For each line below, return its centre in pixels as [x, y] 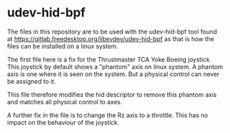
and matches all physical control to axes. [65, 101]
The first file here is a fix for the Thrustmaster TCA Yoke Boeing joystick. [109, 59]
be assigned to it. [32, 81]
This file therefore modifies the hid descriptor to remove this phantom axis [112, 95]
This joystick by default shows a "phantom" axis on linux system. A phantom [115, 66]
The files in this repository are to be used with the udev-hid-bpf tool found [112, 32]
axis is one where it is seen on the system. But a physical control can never [113, 74]
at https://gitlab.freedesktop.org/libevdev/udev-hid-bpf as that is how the [111, 38]
